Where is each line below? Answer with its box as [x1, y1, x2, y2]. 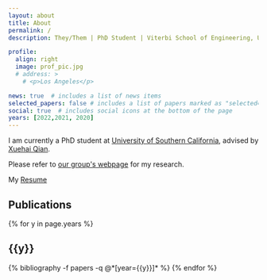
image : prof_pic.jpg [15, 63, 83, 71]
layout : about [8, 11, 56, 20]
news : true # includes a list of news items [8, 92, 161, 100]
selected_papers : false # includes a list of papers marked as [8, 99, 222, 107]
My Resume [8, 175, 48, 185]
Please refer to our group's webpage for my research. [8, 159, 184, 169]
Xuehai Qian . [8, 144, 50, 154]
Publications [8, 198, 72, 211]
